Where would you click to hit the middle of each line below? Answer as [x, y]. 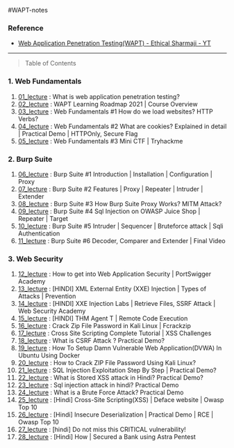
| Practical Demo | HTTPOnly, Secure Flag [78, 133]
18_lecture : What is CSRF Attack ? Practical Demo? [91, 341]
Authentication [39, 233]
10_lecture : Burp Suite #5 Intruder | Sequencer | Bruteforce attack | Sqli [121, 226]
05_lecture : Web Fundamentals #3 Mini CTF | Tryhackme [100, 141]
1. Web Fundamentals [45, 82]
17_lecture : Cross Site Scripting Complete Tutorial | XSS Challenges [115, 333]
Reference [26, 28]
